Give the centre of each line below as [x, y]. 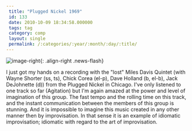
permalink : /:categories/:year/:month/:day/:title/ [73, 44]
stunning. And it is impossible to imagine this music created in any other [93, 109]
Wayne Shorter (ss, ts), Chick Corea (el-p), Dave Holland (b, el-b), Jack [92, 78]
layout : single [27, 39]
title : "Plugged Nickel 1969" [45, 11]
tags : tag [20, 28]
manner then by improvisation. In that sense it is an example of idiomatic [93, 115]
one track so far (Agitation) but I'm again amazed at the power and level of [96, 91]
